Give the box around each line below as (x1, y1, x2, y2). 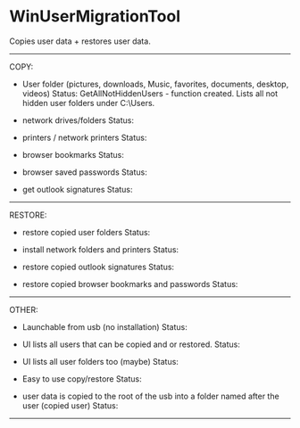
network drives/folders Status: (21, 114, 134, 126)
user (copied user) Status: (21, 399, 119, 411)
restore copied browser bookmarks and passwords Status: (21, 278, 238, 289)
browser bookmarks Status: (21, 149, 125, 160)
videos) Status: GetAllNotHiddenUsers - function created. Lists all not (21, 87, 279, 99)
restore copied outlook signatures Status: (21, 261, 175, 272)
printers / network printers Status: (21, 132, 147, 143)
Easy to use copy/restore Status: (21, 373, 142, 384)
